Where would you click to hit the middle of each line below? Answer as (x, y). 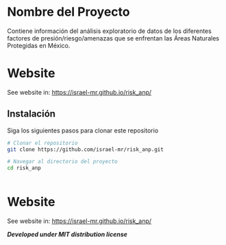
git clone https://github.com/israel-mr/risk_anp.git (86, 149)
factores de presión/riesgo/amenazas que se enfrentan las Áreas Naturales (113, 38)
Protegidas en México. (39, 45)
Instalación (32, 114)
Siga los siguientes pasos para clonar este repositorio (83, 130)
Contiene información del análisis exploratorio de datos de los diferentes (110, 31)
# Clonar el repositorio (42, 143)
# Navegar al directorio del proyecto (62, 162)
